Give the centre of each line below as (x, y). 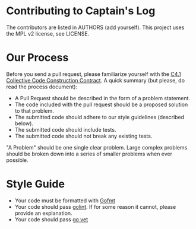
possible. (17, 160)
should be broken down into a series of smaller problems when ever (89, 154)
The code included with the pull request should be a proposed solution (101, 104)
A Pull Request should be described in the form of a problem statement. (102, 98)
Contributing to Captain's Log (81, 11)
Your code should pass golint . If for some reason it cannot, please (95, 206)
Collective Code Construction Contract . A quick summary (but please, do (96, 80)
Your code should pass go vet (51, 219)
